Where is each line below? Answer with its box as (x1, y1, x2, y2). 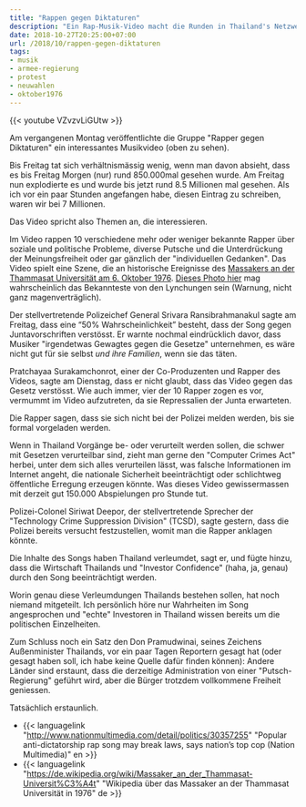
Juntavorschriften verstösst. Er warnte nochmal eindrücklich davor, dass (9, 329, 281, 340)
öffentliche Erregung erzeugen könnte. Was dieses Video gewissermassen (9, 478, 290, 489)
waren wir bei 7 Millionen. (9, 198, 107, 209)
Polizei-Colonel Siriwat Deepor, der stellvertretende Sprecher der (9, 506, 254, 516)
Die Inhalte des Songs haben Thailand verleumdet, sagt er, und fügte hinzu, (9, 552, 293, 563)
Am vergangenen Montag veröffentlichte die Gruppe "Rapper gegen (9, 132, 265, 143)
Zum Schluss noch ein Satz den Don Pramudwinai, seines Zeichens (9, 636, 262, 647)
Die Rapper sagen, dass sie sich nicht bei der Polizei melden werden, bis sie (9, 412, 295, 424)
